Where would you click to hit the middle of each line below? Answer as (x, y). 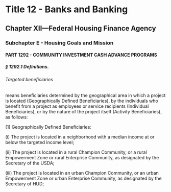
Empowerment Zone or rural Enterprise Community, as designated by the (82, 157)
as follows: (17, 117)
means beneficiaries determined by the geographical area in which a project (86, 95)
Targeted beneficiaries (29, 80)
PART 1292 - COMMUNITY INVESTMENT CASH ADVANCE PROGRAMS (81, 55)
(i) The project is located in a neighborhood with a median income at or (80, 137)
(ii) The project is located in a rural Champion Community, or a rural (76, 152)
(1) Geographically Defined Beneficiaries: (48, 127)
